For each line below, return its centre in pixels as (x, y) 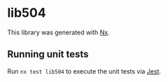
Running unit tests (48, 54)
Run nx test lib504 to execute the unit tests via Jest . (84, 71)
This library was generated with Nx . (58, 32)
